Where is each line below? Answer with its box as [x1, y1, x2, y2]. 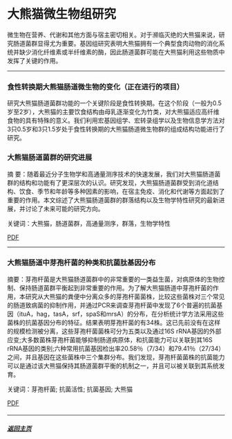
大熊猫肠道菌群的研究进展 [7, 153, 93, 163]
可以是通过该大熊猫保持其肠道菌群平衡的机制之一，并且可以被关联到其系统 [7, 361, 219, 370]
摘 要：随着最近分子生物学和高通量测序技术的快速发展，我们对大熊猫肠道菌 [7, 170, 221, 178]
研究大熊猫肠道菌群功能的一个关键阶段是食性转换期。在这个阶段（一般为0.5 [7, 99, 222, 107]
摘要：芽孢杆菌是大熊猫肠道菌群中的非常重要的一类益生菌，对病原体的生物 [7, 275, 219, 283]
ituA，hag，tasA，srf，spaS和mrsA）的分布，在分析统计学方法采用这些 [19, 310, 224, 318]
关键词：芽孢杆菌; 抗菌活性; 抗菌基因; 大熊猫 [7, 385, 133, 393]
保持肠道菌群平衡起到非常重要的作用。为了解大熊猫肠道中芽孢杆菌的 [19, 283, 213, 292]
